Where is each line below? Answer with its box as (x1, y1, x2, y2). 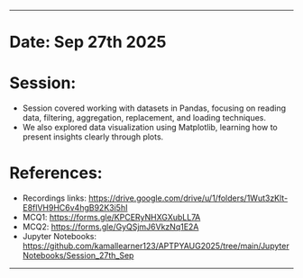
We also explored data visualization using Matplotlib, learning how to (22, 122, 278, 133)
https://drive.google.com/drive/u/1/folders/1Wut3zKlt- (88, 193, 289, 203)
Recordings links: (22, 193, 87, 203)
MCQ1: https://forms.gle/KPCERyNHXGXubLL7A (22, 212, 201, 223)
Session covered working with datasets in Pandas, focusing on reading (22, 103, 287, 113)
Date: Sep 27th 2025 (9, 32, 167, 52)
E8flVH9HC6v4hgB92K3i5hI (22, 202, 128, 213)
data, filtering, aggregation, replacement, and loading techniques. (22, 112, 266, 123)
